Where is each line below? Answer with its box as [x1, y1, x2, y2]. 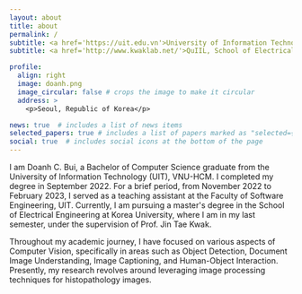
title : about [9, 22, 58, 30]
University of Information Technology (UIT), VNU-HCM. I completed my [9, 171, 274, 182]
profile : [9, 63, 42, 72]
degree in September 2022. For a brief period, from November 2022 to [9, 181, 272, 191]
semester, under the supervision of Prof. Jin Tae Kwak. [9, 219, 212, 229]
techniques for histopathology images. [9, 274, 152, 285]
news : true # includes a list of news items [9, 120, 182, 130]
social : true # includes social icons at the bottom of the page [9, 137, 263, 146]
